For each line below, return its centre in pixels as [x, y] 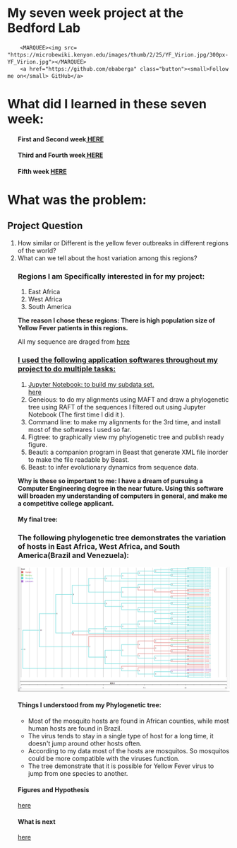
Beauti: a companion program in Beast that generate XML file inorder [128, 452]
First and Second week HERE [61, 139]
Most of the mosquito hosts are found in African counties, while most [128, 721]
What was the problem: [77, 200]
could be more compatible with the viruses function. [104, 758]
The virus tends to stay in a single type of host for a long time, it [121, 736]
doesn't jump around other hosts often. [85, 743]
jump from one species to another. [78, 773]
